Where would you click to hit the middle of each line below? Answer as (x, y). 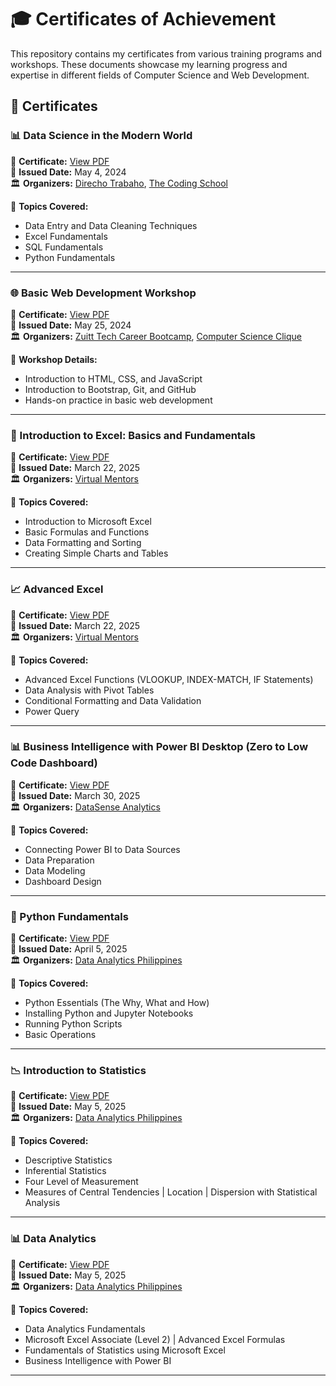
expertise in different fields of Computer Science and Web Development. (160, 75)
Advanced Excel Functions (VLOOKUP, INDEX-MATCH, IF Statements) (169, 679)
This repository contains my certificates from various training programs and (166, 53)
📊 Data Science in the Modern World (101, 136)
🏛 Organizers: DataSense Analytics (85, 807)
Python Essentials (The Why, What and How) (117, 1003)
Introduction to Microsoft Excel (88, 522)
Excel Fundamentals (66, 236)
